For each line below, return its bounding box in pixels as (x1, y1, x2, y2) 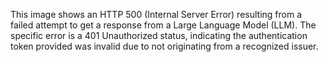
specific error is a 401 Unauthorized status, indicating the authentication (10, 30, 308, 41)
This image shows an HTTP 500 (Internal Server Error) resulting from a (10, 9, 303, 20)
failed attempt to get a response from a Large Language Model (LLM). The (10, 19, 317, 31)
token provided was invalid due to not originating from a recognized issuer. (10, 40, 319, 52)
